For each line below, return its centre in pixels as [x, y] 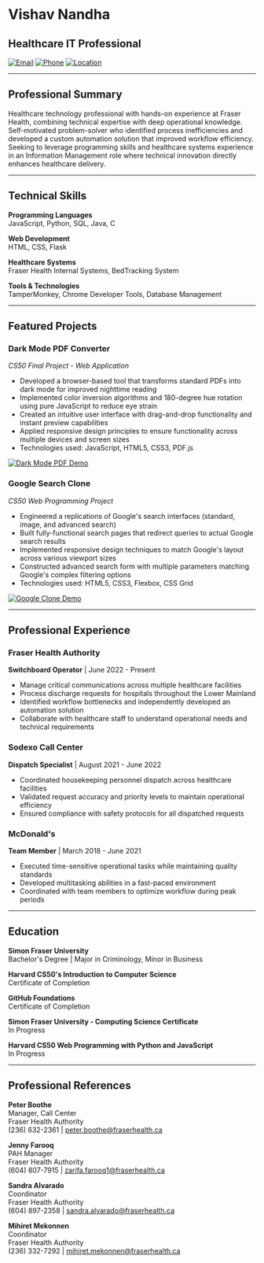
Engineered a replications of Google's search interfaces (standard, [127, 516]
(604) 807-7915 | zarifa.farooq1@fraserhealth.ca [86, 1170]
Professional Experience [70, 630]
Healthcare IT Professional [75, 44]
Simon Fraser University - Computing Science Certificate [103, 1021]
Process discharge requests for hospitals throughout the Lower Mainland [137, 694]
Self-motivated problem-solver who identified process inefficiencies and [126, 130]
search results [42, 541]
